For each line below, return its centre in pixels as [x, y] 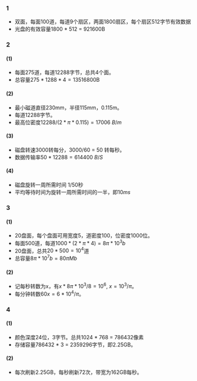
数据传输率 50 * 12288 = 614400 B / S [59, 157]
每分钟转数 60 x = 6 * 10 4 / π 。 [49, 293]
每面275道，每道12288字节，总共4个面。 [64, 72]
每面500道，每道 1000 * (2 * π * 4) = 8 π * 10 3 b [70, 243]
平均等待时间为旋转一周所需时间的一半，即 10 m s [72, 192]
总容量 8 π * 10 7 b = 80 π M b [46, 258]
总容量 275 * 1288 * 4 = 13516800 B [57, 80]
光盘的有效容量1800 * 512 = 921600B [60, 29]
